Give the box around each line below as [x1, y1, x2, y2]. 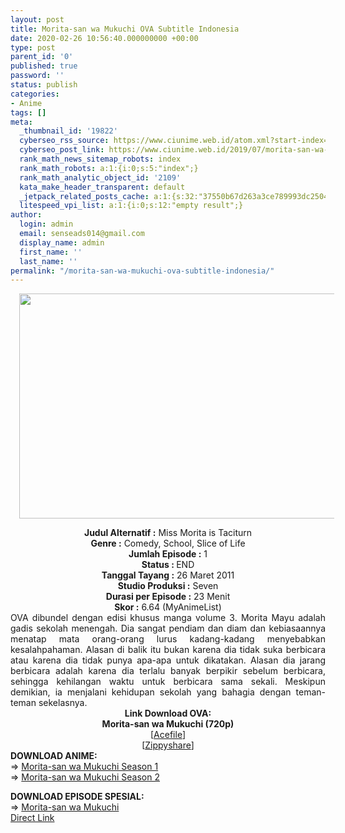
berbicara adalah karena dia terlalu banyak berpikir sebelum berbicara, [10, 665, 326, 677]
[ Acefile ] [149, 729, 186, 741]
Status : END [141, 559, 195, 571]
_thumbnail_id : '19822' [19, 126, 118, 136]
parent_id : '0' [10, 52, 74, 62]
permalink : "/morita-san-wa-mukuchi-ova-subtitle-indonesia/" [10, 266, 275, 276]
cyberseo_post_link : [19, 145, 105, 155]
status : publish [10, 80, 78, 90]
